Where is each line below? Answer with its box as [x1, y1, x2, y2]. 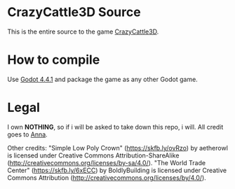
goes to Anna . [7, 130, 48, 139]
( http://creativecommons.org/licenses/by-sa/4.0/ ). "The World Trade [7, 158, 206, 167]
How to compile [7, 52, 100, 68]
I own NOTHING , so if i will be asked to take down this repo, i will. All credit [7, 122, 224, 131]
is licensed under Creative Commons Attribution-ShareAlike [7, 151, 180, 160]
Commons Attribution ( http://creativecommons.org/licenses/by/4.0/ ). [7, 173, 207, 182]
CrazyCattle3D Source [7, 4, 142, 20]
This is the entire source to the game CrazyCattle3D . [7, 27, 159, 36]
